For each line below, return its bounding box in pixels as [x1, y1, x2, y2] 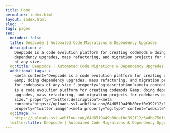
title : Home [5, 7, 30, 13]
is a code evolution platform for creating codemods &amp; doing [14, 87, 155, 93]
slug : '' [5, 21, 24, 27]
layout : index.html [5, 17, 47, 22]
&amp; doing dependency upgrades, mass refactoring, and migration [14, 78, 159, 83]
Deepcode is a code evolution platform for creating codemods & [14, 50, 153, 55]
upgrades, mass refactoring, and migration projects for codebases [14, 92, 159, 97]
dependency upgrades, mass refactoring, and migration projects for [14, 54, 162, 60]
